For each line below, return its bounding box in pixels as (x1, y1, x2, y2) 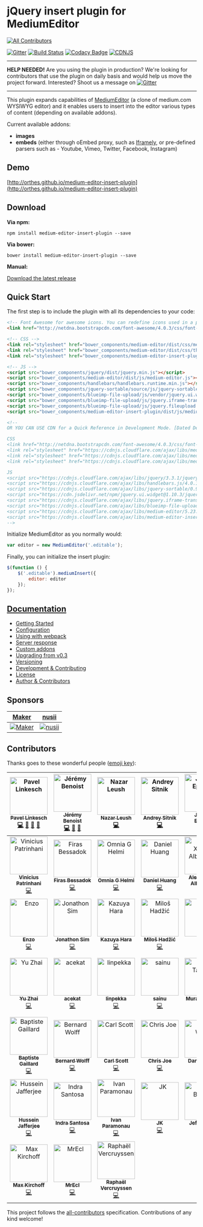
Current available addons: (7, 121, 71, 128)
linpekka (105, 996, 127, 1002)
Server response (15, 639, 57, 646)
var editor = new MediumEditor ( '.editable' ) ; (7, 542, 123, 548)
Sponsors (7, 695, 44, 705)
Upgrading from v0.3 (15, 652, 68, 659)
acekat (64, 996, 81, 1002)
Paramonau (102, 1123, 130, 1129)
